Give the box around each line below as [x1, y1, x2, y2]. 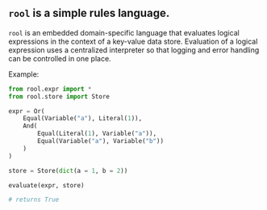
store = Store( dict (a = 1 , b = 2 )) [8, 166, 128, 174]
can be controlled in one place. [8, 53, 111, 63]
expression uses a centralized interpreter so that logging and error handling [8, 44, 260, 55]
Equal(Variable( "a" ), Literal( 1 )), [23, 115, 143, 123]
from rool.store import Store [8, 92, 111, 100]
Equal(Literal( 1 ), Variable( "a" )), [37, 129, 157, 138]
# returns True [8, 195, 60, 204]
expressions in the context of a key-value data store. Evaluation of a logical [8, 36, 258, 46]
